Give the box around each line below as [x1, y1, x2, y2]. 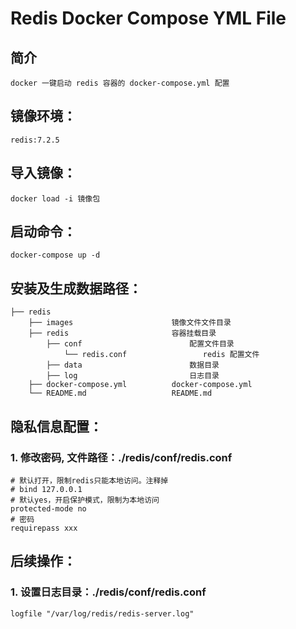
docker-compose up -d [10, 250, 101, 261]
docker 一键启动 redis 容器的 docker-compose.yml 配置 [10, 78, 230, 88]
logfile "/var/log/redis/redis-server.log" [10, 608, 195, 619]
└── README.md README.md [28, 388, 213, 399]
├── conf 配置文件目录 [46, 339, 235, 349]
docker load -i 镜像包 [10, 193, 101, 204]
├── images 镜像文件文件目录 [28, 318, 232, 328]
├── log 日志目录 [46, 371, 220, 381]
